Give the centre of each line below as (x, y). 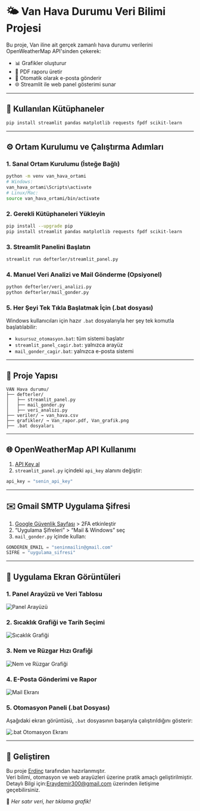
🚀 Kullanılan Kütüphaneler (55, 109)
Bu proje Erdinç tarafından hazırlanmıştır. (56, 771)
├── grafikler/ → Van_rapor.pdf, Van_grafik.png (68, 421)
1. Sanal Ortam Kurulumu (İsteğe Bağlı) (63, 163)
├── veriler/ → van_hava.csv (42, 416)
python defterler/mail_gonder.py (48, 293)
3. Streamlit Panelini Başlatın (49, 247)
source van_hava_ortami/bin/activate (53, 198)
